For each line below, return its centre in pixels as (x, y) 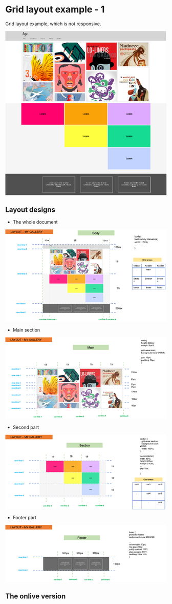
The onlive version (36, 597)
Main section (26, 330)
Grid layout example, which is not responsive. (53, 24)
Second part (26, 427)
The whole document (35, 222)
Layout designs (30, 210)
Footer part (25, 517)
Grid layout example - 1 (55, 10)
